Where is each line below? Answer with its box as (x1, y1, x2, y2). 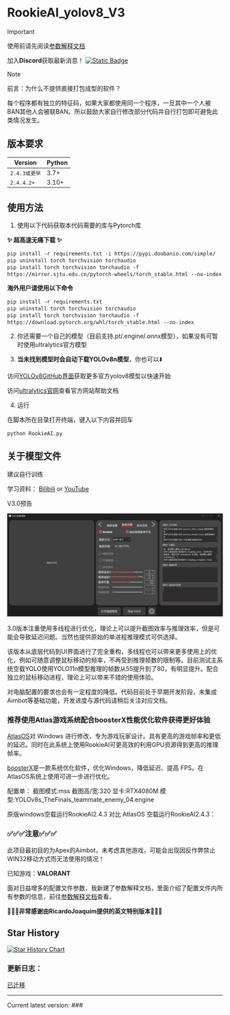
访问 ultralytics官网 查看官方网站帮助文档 (7, 387, 119, 395)
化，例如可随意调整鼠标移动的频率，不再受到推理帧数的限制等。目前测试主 (7, 656, 217, 664)
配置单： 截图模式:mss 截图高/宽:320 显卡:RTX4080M (7, 787, 159, 795)
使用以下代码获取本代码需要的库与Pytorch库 (16, 221, 142, 229)
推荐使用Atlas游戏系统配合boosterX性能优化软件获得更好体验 (7, 715, 211, 725)
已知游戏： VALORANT (7, 869, 71, 877)
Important (7, 27, 35, 36)
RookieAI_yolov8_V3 (7, 5, 125, 21)
